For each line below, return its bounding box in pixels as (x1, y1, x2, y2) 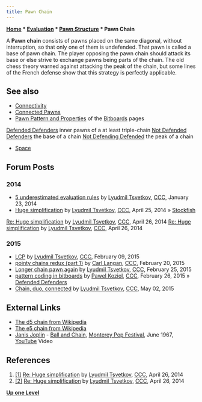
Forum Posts (6, 162, 55, 172)
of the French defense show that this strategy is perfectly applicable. (6, 69, 177, 76)
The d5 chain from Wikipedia (14, 318, 87, 326)
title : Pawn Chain (6, 8, 52, 15)
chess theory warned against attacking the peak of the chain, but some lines (6, 62, 196, 70)
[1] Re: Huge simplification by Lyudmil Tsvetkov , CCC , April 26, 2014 (14, 371, 183, 379)
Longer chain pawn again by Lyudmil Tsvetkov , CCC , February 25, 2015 (14, 266, 192, 273)
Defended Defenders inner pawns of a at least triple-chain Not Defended (6, 127, 187, 134)
